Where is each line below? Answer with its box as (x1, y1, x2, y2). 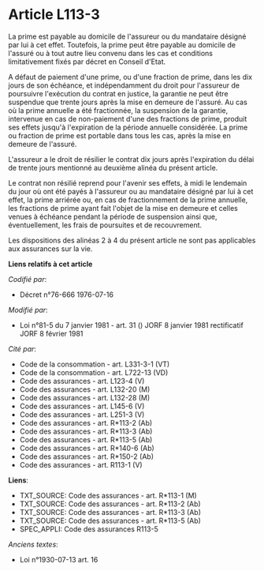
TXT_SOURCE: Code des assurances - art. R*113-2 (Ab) (19, 499, 201, 509)
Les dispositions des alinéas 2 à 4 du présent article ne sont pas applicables (8, 235, 256, 245)
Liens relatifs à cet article (8, 259, 93, 269)
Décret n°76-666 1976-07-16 (19, 290, 114, 299)
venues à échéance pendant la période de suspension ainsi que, (8, 212, 218, 221)
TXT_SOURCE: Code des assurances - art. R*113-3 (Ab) (19, 507, 202, 517)
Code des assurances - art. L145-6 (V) (19, 401, 145, 411)
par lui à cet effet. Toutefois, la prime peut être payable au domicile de (8, 39, 236, 49)
